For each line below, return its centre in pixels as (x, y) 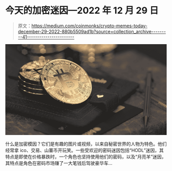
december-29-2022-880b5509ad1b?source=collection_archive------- (92, 31)
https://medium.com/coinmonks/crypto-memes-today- (89, 26)
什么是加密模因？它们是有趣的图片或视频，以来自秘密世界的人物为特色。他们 (86, 144)
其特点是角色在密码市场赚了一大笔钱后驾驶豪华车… (59, 163)
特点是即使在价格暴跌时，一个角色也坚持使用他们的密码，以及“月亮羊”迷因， (86, 157)
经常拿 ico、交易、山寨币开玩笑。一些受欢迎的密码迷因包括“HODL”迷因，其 (84, 150)
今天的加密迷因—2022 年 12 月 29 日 (82, 11)
